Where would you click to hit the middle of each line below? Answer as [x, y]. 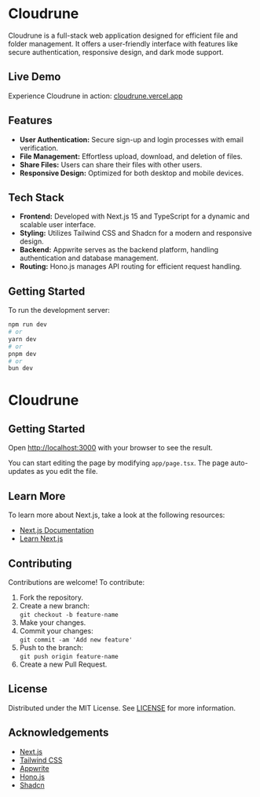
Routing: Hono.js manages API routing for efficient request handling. [130, 266]
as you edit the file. [67, 472]
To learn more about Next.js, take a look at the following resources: [117, 515]
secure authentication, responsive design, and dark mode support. [116, 52]
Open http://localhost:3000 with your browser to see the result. [111, 448]
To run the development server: [59, 310]
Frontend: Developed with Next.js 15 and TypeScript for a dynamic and [134, 216]
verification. [39, 148]
